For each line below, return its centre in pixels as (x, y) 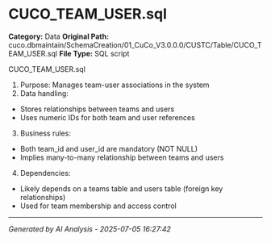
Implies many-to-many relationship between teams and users (122, 157)
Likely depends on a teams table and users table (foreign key (121, 188)
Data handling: (44, 93)
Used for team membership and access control (98, 206)
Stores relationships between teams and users (97, 109)
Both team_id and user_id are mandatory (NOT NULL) (109, 148)
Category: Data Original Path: (59, 36)
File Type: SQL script (94, 53)
